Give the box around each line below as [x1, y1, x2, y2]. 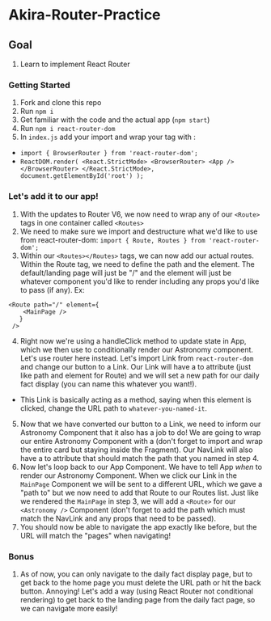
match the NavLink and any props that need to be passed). [19, 513, 217, 523]
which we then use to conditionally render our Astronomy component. [19, 344, 253, 354]
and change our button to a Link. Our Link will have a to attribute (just [19, 361, 252, 371]
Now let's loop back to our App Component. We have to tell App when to [19, 462, 263, 471]
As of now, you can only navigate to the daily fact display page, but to [19, 568, 253, 579]
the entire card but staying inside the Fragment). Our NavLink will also [19, 445, 253, 454]
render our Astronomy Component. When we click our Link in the [19, 471, 237, 480]
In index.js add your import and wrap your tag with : [19, 132, 196, 142]
